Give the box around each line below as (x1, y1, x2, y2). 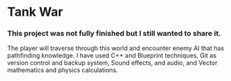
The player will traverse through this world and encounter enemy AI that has (7, 44, 224, 52)
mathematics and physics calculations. (7, 66, 118, 74)
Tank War (7, 4, 64, 20)
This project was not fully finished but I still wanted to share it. (7, 29, 221, 38)
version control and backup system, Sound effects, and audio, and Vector (7, 59, 218, 67)
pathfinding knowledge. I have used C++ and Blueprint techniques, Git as (7, 51, 217, 60)
